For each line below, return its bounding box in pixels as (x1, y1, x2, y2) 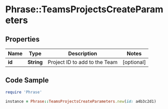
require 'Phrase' (5, 90, 42, 95)
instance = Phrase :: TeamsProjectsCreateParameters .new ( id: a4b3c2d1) (5, 99, 157, 104)
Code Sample (5, 76, 49, 85)
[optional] (122, 59, 147, 66)
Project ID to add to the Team (47, 59, 118, 66)
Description (68, 50, 98, 57)
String (27, 59, 43, 66)
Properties (5, 35, 40, 43)
